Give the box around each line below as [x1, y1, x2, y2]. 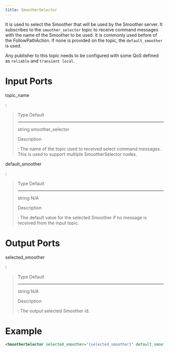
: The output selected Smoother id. [17, 308, 90, 314]
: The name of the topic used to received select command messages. [17, 146, 161, 152]
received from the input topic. [17, 220, 79, 226]
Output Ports [5, 238, 60, 249]
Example [5, 325, 42, 337]
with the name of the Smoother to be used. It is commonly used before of [5, 32, 157, 38]
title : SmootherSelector [5, 7, 57, 13]
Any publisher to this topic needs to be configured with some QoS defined [5, 52, 159, 58]
